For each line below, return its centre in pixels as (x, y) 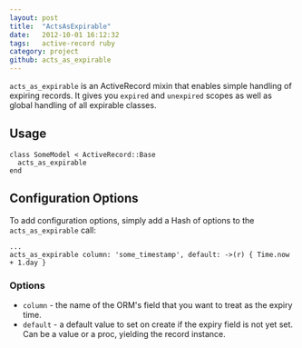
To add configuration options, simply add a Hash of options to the (132, 220)
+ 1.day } (28, 263)
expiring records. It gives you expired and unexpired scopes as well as (141, 95)
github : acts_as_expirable (60, 60)
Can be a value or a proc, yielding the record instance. (124, 333)
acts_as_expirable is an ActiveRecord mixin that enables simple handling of (151, 86)
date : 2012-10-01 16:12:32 (64, 35)
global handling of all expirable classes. (83, 105)
